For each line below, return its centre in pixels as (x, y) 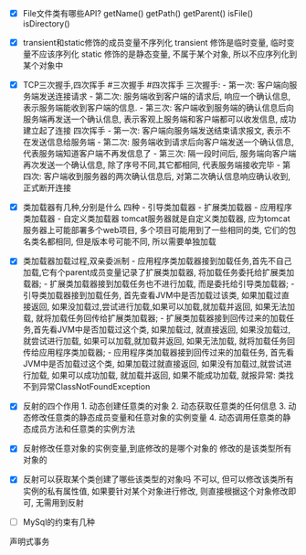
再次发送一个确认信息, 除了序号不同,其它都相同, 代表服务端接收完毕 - (152, 165)
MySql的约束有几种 (59, 522)
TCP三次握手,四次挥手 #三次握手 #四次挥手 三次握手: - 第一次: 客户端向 (156, 85)
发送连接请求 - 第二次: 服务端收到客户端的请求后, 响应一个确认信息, (165, 96)
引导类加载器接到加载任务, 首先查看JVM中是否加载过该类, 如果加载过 (152, 295)
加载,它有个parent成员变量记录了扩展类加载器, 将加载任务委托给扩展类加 (158, 272)
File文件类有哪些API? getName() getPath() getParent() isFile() (138, 13)
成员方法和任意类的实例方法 (83, 429)
